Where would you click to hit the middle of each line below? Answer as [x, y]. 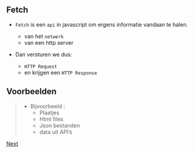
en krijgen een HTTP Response [61, 73]
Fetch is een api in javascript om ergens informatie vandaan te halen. [102, 24]
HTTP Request [41, 67]
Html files [51, 119]
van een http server [49, 42]
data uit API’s [56, 132]
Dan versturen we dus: [43, 54]
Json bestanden [60, 125]
